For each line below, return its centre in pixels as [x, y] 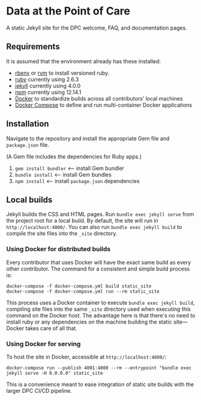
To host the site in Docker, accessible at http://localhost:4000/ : [86, 357]
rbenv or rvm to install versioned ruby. [62, 73]
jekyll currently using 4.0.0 [48, 86]
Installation [28, 124]
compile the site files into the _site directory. [62, 234]
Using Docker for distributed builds [58, 249]
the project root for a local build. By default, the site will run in [82, 220]
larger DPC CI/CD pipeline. [39, 390]
